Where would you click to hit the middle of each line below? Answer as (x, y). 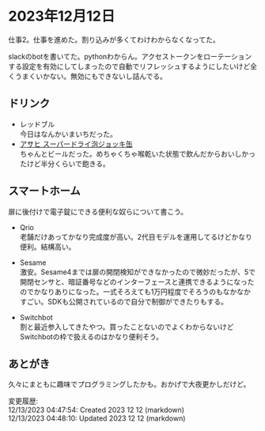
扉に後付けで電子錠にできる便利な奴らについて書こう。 (98, 211)
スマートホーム (44, 191)
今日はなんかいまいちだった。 (68, 134)
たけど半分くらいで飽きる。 (65, 164)
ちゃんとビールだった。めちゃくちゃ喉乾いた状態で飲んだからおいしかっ (137, 153)
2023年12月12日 (62, 16)
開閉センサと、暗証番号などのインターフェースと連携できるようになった (137, 282)
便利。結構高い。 (47, 247)
